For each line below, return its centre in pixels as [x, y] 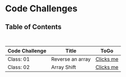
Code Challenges [41, 9]
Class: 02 [19, 67]
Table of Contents [33, 27]
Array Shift [64, 67]
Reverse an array [71, 59]
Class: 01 [19, 59]
